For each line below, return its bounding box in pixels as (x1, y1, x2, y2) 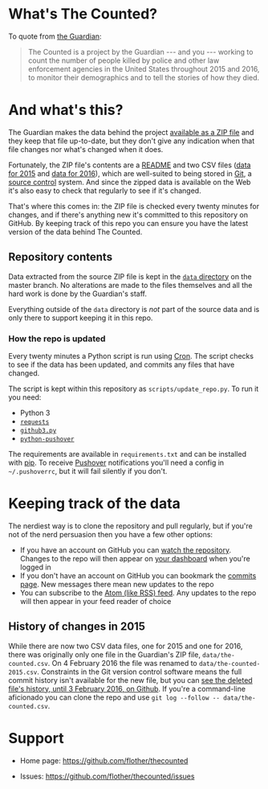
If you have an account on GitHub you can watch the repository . (19, 544, 232, 555)
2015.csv (8, 668, 38, 676)
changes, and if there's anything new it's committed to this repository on (8, 210, 249, 220)
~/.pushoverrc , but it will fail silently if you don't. (8, 466, 168, 475)
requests (19, 417, 50, 426)
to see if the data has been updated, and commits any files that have (8, 360, 235, 369)
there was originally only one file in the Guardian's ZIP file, (8, 649, 201, 660)
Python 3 (19, 408, 51, 417)
